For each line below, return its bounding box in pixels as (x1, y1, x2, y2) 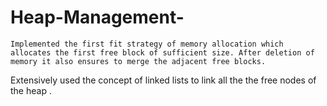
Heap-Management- (10, 6, 185, 29)
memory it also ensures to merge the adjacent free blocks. (10, 56, 267, 66)
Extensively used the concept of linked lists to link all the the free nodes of (10, 74, 317, 86)
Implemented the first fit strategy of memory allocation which (10, 39, 284, 49)
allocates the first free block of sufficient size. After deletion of (10, 47, 315, 58)
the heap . (10, 84, 52, 96)
